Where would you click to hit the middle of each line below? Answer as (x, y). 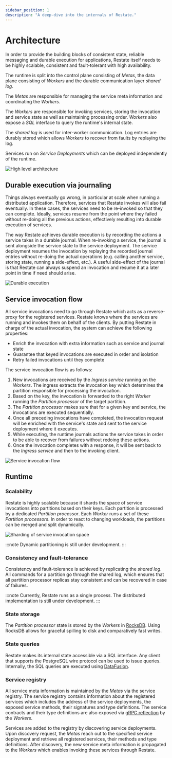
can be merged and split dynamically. (45, 525)
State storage (23, 614)
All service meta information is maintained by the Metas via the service (80, 691)
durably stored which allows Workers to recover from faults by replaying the (86, 138)
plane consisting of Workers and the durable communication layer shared (83, 81)
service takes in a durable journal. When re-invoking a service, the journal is (86, 240)
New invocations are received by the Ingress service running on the (84, 380)
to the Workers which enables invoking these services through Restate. (81, 750)
